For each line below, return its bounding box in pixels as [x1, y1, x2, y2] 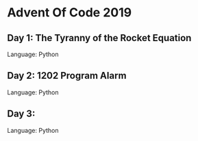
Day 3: [7, 108, 36, 120]
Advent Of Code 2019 [7, 5, 132, 21]
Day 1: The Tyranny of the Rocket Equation [7, 32, 192, 44]
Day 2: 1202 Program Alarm [7, 70, 127, 81]
